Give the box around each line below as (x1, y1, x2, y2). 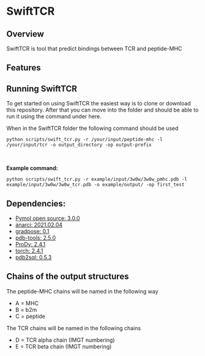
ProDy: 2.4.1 (15, 241, 46, 248)
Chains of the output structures (6, 271, 129, 282)
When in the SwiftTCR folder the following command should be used (6, 124, 179, 132)
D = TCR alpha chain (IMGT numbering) (15, 336, 115, 344)
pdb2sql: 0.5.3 (15, 254, 52, 261)
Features (6, 62, 41, 73)
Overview (6, 29, 45, 39)
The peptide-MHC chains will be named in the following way (6, 287, 158, 295)
